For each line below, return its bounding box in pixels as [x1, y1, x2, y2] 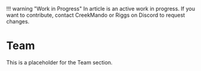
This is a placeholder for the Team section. [6, 58, 113, 66]
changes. [6, 18, 30, 25]
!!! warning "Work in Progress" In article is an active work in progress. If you [6, 5, 196, 12]
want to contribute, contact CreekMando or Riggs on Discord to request [6, 11, 185, 19]
